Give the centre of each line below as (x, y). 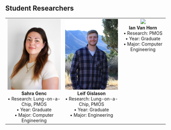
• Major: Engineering (92, 115)
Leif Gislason (91, 93)
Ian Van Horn (143, 28)
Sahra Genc (34, 93)
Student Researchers (40, 8)
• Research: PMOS (143, 33)
